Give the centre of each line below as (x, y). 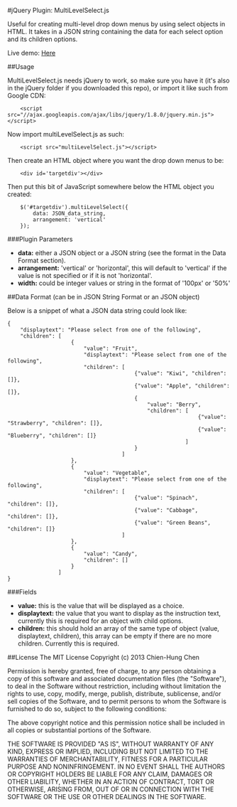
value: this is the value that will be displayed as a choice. (101, 606)
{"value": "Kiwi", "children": (181, 373)
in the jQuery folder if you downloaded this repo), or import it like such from (118, 88)
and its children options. (43, 39)
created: (20, 194)
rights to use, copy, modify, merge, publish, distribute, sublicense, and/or (114, 694)
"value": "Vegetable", (117, 473)
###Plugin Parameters (40, 239)
